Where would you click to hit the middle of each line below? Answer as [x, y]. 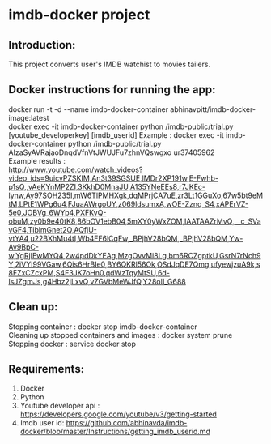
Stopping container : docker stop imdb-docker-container [103, 327]
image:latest [29, 117]
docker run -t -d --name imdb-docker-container [88, 109]
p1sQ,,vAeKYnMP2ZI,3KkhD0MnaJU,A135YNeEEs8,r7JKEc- [107, 186]
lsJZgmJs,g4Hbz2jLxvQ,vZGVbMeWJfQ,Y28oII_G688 [97, 281]
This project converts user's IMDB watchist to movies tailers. [110, 64]
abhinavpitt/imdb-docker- [213, 109]
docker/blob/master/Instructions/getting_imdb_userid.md [115, 432]
